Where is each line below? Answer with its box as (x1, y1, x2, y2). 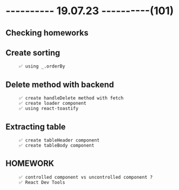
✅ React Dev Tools (18, 179, 66, 185)
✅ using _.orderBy (18, 63, 66, 69)
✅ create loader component (18, 101, 87, 107)
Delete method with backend (5, 79, 114, 89)
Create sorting (5, 47, 60, 57)
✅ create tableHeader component (18, 137, 100, 143)
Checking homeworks (5, 28, 89, 38)
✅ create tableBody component (18, 143, 95, 149)
